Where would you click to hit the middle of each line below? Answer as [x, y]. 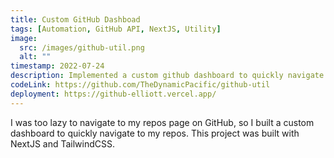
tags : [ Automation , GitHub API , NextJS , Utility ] [116, 29]
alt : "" [35, 57]
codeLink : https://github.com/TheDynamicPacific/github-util [140, 85]
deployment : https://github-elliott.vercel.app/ [113, 94]
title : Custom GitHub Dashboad [75, 19]
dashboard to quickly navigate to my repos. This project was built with [155, 133]
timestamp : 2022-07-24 [57, 66]
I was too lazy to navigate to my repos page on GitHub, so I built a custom [162, 122]
